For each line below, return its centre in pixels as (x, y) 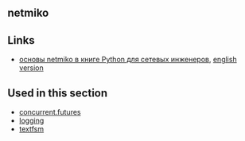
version (31, 68)
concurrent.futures (50, 112)
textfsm (31, 129)
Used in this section (58, 93)
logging (31, 121)
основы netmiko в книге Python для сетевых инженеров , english (128, 60)
